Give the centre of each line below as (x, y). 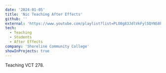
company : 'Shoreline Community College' (47, 46)
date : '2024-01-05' (25, 10)
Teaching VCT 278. (25, 65)
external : (15, 23)
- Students (21, 37)
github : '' (16, 19)
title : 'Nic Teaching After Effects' (44, 14)
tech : (11, 28)
